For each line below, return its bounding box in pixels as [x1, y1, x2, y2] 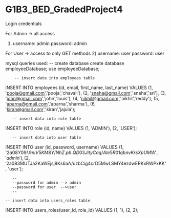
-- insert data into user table [12, 135, 81, 140]
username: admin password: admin [12, 40, 87, 47]
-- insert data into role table [12, 116, 81, 121]
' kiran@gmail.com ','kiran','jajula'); [5, 106, 76, 112]
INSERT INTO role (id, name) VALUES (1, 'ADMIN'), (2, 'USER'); [5, 125, 137, 131]
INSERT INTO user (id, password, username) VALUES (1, [5, 144, 124, 150]
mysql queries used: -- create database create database [5, 60, 124, 66]
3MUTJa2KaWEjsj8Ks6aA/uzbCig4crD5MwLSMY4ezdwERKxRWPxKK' [17, 160, 166, 166]
